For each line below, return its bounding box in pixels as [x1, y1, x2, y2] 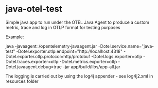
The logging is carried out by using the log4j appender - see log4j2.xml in [5, 73, 153, 79]
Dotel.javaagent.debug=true [5, 64, 62, 70]
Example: [5, 34, 24, 40]
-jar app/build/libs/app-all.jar [63, 64, 121, 70]
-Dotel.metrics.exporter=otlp [59, 59, 117, 64]
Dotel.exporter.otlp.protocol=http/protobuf [5, 53, 90, 59]
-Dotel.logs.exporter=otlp [91, 53, 142, 59]
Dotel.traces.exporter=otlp [5, 59, 59, 64]
